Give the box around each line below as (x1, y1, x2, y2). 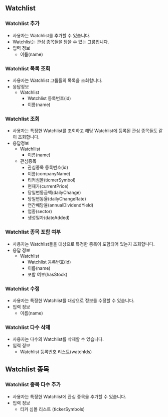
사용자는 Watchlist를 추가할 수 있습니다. (12, 32, 91, 38)
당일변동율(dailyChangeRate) (27, 196, 86, 202)
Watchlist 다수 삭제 (5, 324, 51, 331)
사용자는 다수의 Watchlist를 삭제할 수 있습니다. (12, 336, 104, 342)
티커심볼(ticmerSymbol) (27, 177, 76, 183)
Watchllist (20, 146, 41, 152)
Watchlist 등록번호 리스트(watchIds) (20, 349, 92, 355)
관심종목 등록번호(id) (27, 164, 69, 170)
